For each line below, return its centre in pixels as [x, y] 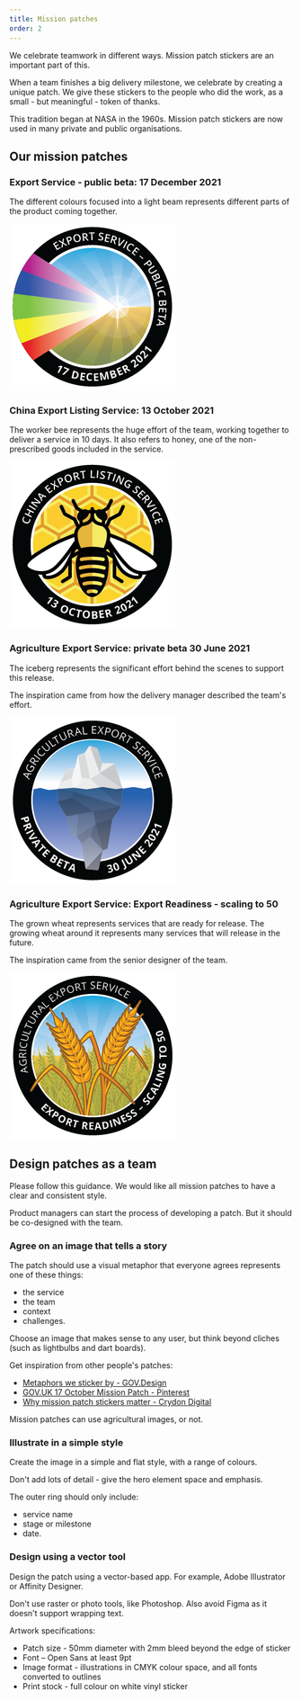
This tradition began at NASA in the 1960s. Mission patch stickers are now [146, 119]
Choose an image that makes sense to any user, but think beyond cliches [145, 1338]
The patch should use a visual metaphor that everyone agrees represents [145, 1266]
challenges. [44, 1321]
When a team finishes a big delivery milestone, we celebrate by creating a [146, 82]
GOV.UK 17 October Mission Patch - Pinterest [106, 1392]
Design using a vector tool [67, 1557]
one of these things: [46, 1275]
